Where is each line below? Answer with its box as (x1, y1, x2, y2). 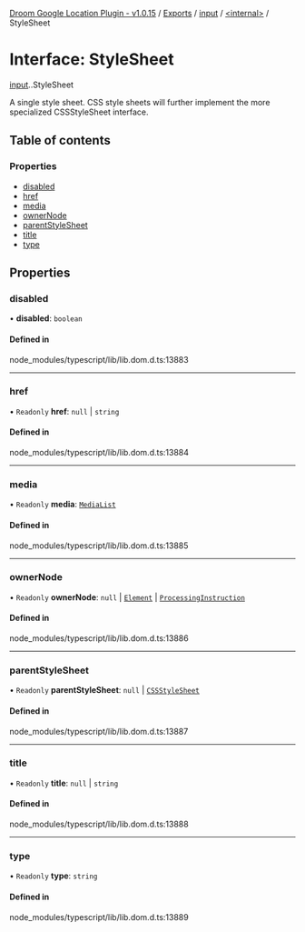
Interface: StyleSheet (9, 49, 174, 70)
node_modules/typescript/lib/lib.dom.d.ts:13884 (9, 447, 189, 458)
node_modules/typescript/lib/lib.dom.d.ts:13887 (9, 726, 189, 737)
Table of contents (9, 133, 111, 148)
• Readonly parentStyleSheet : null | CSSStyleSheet (9, 685, 200, 696)
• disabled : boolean (9, 313, 84, 324)
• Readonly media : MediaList (9, 499, 116, 510)
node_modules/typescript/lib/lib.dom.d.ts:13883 (9, 354, 189, 365)
